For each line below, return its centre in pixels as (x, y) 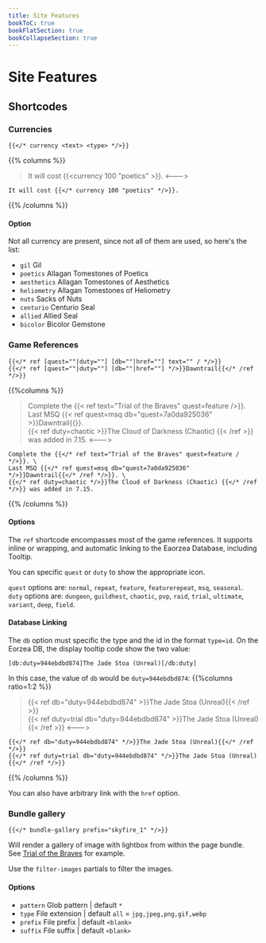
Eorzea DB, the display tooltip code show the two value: (100, 649)
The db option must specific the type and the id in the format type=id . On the (133, 640)
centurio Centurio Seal (57, 307)
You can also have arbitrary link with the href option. (94, 793)
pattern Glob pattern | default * (71, 905)
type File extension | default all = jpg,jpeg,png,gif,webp (113, 914)
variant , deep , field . (42, 604)
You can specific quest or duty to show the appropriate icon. (107, 572)
